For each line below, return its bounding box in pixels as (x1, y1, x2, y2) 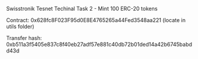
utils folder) (6, 23, 35, 30)
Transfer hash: (6, 35, 42, 41)
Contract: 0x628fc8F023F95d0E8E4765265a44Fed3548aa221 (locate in (6, 17, 186, 23)
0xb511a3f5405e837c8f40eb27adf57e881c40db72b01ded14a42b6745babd (6, 41, 193, 48)
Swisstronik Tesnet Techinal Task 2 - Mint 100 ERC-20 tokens (6, 5, 158, 12)
